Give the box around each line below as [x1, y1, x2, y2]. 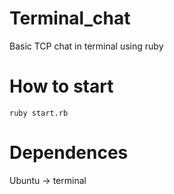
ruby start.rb [9, 108, 69, 118]
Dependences [9, 142, 129, 164]
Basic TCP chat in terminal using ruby [9, 40, 164, 52]
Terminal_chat [9, 7, 131, 30]
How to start [9, 75, 114, 98]
